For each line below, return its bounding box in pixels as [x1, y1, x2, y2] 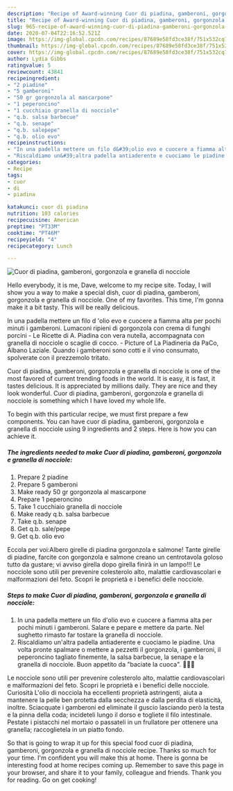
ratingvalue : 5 [7, 62, 51, 69]
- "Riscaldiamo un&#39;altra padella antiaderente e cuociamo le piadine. [7, 152, 228, 160]
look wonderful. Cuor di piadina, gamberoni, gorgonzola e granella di [7, 389, 204, 398]
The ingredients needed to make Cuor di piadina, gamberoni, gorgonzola [7, 448, 222, 456]
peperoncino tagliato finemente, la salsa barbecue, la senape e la [17, 653, 204, 661]
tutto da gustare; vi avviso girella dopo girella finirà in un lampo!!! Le [7, 560, 201, 569]
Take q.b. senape [17, 517, 67, 525]
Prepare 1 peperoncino [17, 495, 83, 504]
